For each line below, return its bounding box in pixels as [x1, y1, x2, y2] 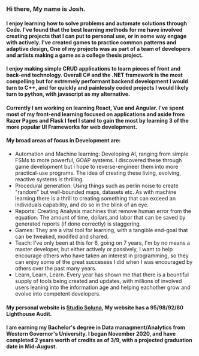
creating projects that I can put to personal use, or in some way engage [6, 32, 187, 39]
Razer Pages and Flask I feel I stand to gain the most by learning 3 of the [6, 117, 189, 124]
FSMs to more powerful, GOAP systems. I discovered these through [14, 156, 182, 163]
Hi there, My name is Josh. [6, 5, 86, 13]
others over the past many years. [14, 264, 97, 272]
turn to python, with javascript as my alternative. [6, 90, 131, 98]
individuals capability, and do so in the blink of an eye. [14, 201, 149, 208]
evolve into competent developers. [14, 290, 101, 297]
